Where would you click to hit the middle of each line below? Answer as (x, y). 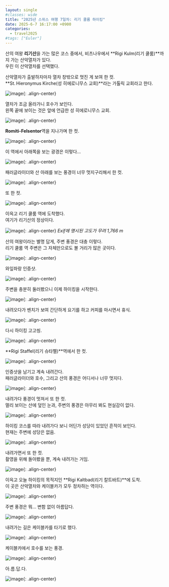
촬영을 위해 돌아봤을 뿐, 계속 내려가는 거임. (47, 459)
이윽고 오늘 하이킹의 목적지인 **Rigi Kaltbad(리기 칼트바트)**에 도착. (73, 480)
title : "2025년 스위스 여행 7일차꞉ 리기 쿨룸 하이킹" (55, 19)
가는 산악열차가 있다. (31, 59)
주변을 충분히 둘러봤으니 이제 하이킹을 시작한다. (52, 289)
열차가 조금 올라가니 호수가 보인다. (39, 104)
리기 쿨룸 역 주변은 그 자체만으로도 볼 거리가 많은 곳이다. (61, 248)
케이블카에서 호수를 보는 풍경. (35, 548)
